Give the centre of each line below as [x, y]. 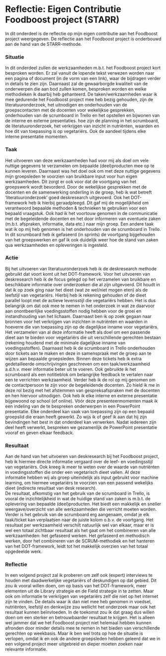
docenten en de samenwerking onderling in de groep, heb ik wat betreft [79, 192]
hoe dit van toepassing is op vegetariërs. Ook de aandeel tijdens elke [76, 131]
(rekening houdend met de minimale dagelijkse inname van [65, 342]
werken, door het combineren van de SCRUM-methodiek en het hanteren [80, 541]
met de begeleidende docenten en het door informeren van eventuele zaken [83, 219]
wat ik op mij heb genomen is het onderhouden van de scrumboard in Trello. [83, 229]
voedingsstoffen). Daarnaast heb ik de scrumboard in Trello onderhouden [80, 348]
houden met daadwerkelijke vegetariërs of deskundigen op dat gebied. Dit [81, 580]
